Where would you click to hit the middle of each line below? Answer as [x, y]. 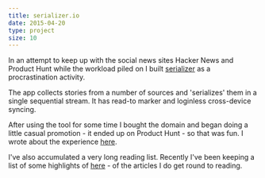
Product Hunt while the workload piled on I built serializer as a [109, 69]
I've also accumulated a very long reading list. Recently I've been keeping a [132, 157]
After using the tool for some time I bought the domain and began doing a [128, 125]
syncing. [22, 110]
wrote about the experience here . [63, 142]
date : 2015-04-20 [37, 23]
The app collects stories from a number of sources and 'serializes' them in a [133, 93]
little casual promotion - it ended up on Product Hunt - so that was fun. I [126, 133]
